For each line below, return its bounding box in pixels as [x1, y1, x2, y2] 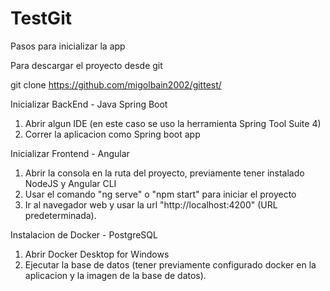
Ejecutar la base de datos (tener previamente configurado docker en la [24, 258, 317, 271]
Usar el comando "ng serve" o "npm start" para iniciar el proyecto [24, 188, 297, 200]
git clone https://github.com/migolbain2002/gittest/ [10, 78, 222, 91]
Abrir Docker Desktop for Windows [24, 248, 170, 260]
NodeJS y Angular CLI [24, 177, 117, 189]
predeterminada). [24, 209, 97, 221]
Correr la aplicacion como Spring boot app [24, 128, 201, 140]
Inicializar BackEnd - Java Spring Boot [10, 98, 168, 110]
